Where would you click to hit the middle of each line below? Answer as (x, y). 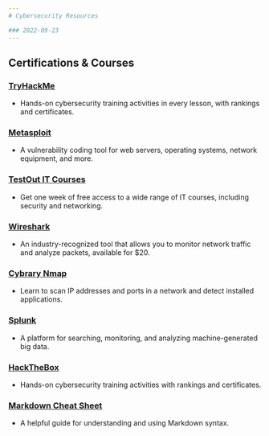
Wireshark (29, 226)
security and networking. (61, 205)
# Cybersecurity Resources (53, 16)
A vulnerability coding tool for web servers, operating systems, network (139, 150)
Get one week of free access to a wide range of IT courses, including (134, 197)
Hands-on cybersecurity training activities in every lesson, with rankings (140, 103)
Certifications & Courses (71, 62)
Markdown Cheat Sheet (55, 405)
